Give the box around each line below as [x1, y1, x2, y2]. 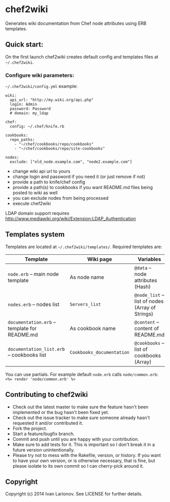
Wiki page [87, 255, 112, 262]
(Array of [134, 304, 156, 311]
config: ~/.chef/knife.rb [10, 124, 65, 129]
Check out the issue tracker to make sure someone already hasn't [12, 415, 150, 421]
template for [8, 325, 37, 332]
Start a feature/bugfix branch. [12, 431, 75, 437]
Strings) [134, 310, 153, 317]
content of [134, 325, 159, 332]
